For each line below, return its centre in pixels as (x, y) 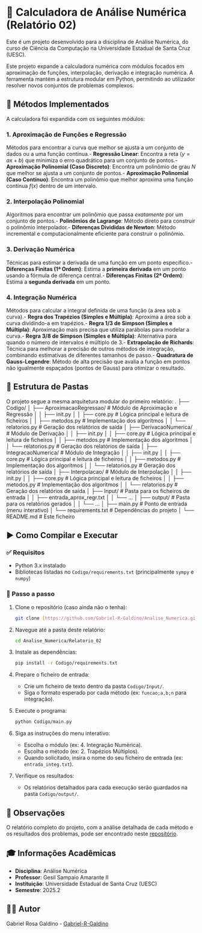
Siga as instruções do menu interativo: (63, 733)
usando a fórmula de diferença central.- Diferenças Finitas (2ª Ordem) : (95, 275)
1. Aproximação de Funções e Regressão (66, 134)
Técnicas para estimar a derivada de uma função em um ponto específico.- (99, 262)
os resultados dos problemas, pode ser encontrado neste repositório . (92, 834)
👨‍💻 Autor (23, 909)
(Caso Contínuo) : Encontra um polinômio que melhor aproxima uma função (100, 179)
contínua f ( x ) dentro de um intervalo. (52, 186)
